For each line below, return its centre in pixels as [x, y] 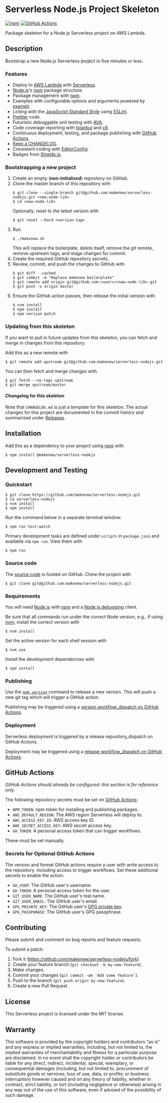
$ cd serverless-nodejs [30, 499]
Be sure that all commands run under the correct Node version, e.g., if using [84, 617]
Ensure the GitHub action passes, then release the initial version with [83, 296]
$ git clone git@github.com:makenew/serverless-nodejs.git [68, 583]
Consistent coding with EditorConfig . [51, 149]
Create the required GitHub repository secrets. [61, 259]
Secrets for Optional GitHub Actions [50, 854]
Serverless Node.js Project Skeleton [82, 9]
